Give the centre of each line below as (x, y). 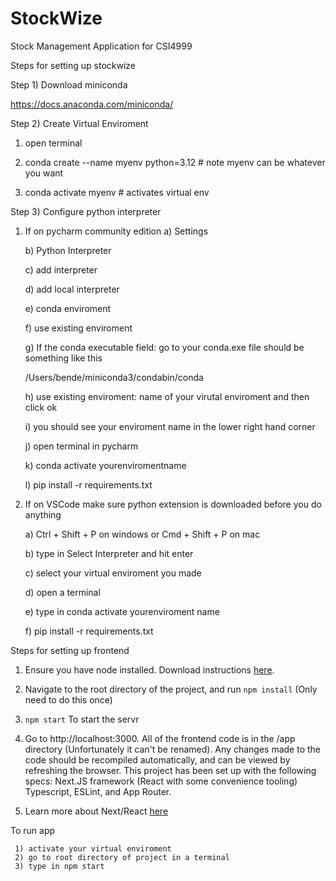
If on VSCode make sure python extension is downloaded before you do (173, 504)
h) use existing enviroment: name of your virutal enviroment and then (167, 396)
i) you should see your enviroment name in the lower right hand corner (170, 426)
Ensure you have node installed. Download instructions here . (149, 669)
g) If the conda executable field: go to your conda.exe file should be (164, 347)
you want (44, 173)
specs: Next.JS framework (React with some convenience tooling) (161, 781)
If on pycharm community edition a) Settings (116, 231)
